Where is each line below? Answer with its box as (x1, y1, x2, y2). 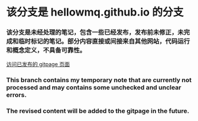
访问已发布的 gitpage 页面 (6, 61, 70, 68)
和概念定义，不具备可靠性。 (6, 46, 86, 54)
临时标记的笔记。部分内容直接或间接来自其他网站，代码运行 (18, 37, 190, 45)
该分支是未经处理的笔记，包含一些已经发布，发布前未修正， (6, 28, 178, 36)
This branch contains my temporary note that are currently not (6, 76, 192, 84)
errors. (6, 91, 27, 99)
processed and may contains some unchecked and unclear (6, 83, 181, 92)
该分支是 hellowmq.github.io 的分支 (6, 5, 184, 19)
